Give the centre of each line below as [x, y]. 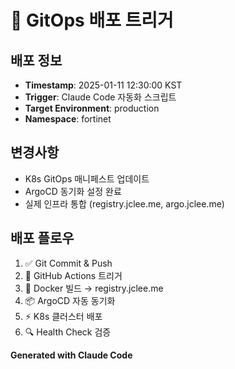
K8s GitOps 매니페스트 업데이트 [87, 178]
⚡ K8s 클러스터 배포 [63, 316]
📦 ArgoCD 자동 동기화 [70, 300]
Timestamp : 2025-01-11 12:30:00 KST [103, 85]
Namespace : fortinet [68, 119]
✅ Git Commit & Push [68, 263]
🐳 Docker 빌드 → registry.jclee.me [94, 288]
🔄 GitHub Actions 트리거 [73, 275]
